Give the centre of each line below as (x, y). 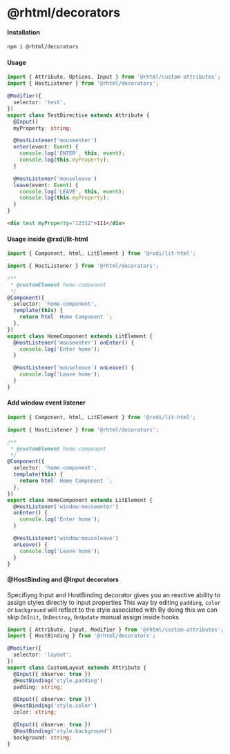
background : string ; (43, 737)
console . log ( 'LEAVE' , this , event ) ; (73, 191)
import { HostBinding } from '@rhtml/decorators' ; (82, 636)
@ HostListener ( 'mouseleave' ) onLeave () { (74, 368)
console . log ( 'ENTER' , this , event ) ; (73, 153)
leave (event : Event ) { (46, 185)
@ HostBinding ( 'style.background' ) (63, 731)
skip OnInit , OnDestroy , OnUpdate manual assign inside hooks (93, 617)
